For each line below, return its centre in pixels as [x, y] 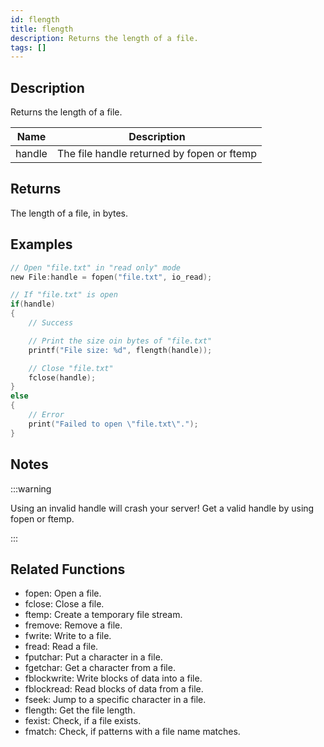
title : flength [42, 29]
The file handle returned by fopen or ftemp [156, 154]
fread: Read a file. [61, 647]
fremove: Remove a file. [73, 625]
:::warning [31, 488]
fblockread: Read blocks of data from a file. [114, 689]
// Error [46, 415]
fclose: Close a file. [64, 604]
